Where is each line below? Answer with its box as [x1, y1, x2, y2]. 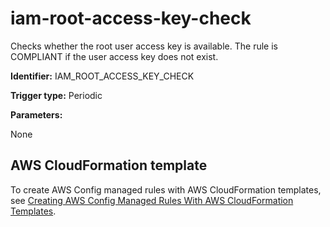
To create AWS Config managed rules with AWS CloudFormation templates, [10, 183, 322, 196]
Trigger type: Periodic [10, 89, 103, 101]
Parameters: [10, 108, 63, 121]
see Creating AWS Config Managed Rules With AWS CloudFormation [10, 194, 294, 206]
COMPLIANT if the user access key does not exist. [10, 50, 219, 62]
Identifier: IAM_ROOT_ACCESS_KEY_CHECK [10, 70, 195, 82]
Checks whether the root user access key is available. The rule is [10, 40, 278, 52]
